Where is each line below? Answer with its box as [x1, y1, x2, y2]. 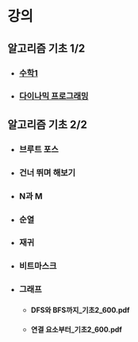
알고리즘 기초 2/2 [7, 117, 88, 132]
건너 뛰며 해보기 [18, 167, 76, 178]
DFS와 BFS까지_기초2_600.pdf [30, 305, 130, 315]
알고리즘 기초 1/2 [7, 41, 86, 55]
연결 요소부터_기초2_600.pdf [30, 324, 122, 335]
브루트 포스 [18, 143, 59, 155]
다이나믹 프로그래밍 [18, 91, 89, 102]
